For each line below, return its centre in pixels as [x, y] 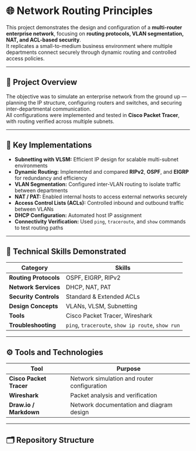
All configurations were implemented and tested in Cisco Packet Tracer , [93, 115]
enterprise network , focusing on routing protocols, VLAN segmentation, [95, 33]
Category [35, 268]
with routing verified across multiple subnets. [60, 121]
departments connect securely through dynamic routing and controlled [91, 52]
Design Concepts [34, 307]
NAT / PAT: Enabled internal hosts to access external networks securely [101, 197]
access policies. [25, 58]
